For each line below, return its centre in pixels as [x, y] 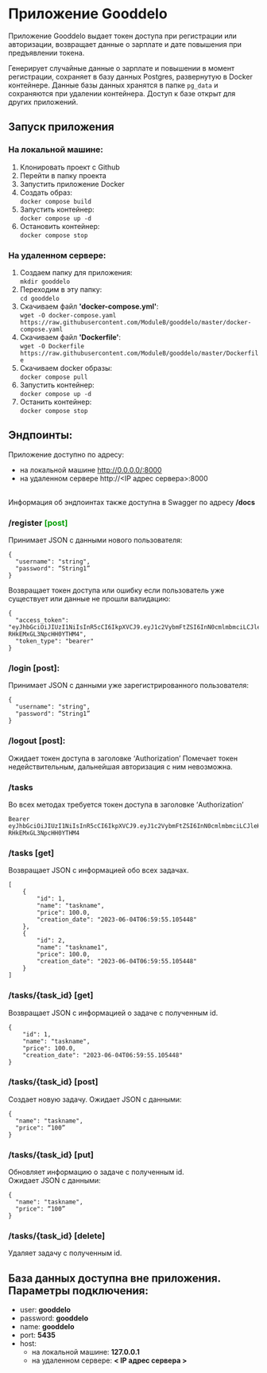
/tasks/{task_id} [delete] [57, 1236]
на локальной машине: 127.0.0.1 [86, 1352]
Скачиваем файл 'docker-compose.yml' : [89, 306]
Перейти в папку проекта [63, 175]
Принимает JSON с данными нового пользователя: [95, 540]
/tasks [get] [31, 853]
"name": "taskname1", [73, 947]
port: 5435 [37, 1335]
